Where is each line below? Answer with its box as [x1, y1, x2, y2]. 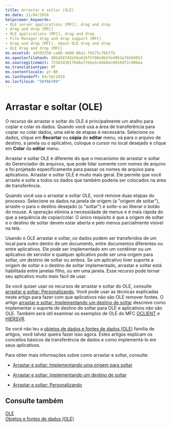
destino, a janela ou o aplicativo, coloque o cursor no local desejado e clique [5, 139, 166, 146]
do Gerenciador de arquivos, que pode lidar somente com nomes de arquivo [5, 160, 166, 167]
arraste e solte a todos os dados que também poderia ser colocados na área [5, 177, 166, 183]
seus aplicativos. [5, 342, 41, 348]
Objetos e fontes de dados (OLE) [5, 416, 75, 422]
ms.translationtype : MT [5, 65, 56, 70]
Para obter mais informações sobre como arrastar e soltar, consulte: [5, 352, 149, 358]
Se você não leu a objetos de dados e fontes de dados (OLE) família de [5, 326, 155, 332]
